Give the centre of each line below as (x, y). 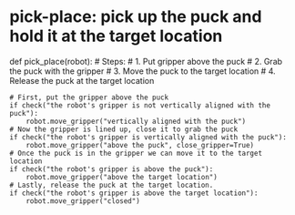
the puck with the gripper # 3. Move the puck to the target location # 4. (142, 71)
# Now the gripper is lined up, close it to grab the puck (124, 129)
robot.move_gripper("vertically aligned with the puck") (136, 121)
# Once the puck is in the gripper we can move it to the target (136, 153)
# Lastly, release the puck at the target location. (112, 185)
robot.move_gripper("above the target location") (122, 177)
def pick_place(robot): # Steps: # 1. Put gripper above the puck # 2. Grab (146, 61)
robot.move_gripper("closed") (83, 201)
